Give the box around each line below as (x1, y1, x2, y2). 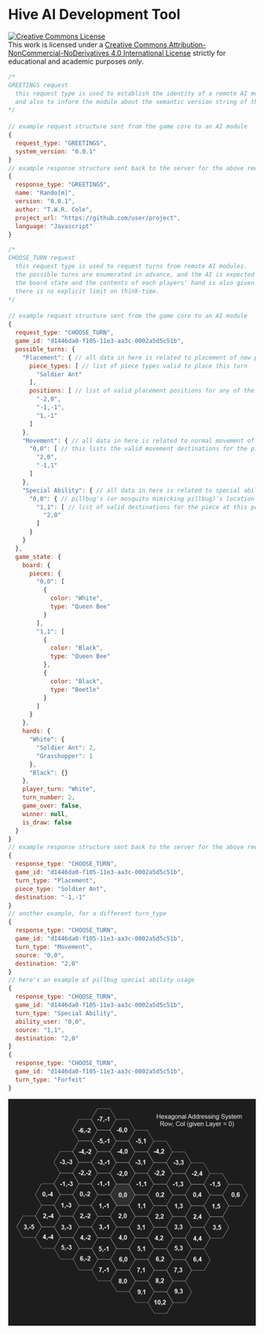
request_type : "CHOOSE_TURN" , (15, 329, 114, 337)
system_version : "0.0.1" (15, 147, 97, 155)
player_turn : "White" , (22, 785, 97, 793)
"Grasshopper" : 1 (36, 752, 93, 760)
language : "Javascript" (15, 222, 93, 230)
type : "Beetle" (49, 685, 101, 693)
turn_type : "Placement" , (15, 876, 97, 885)
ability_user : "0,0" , (15, 1018, 86, 1025)
